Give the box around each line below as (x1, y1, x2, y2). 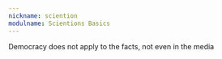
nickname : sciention (8, 11, 79, 20)
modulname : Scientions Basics (8, 19, 111, 27)
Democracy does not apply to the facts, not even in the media (8, 41, 215, 51)
